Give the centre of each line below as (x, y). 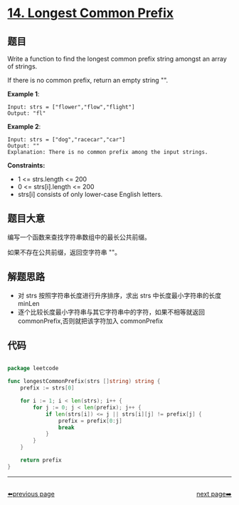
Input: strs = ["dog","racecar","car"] (67, 140)
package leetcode (33, 369)
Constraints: (26, 165)
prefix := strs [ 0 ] (47, 388)
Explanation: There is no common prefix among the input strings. (108, 152)
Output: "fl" (27, 113)
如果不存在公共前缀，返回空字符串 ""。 (64, 252)
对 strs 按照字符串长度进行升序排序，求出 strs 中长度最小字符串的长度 (119, 295)
